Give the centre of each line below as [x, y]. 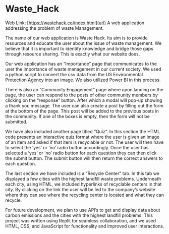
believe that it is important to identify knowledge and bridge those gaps [79, 48]
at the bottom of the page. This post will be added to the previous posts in [82, 111]
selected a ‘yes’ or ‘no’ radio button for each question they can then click [81, 153]
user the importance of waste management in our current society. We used [83, 69]
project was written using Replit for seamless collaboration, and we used [81, 220]
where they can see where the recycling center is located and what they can [84, 195]
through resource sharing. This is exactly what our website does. [73, 54]
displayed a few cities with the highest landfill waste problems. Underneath [83, 179]
